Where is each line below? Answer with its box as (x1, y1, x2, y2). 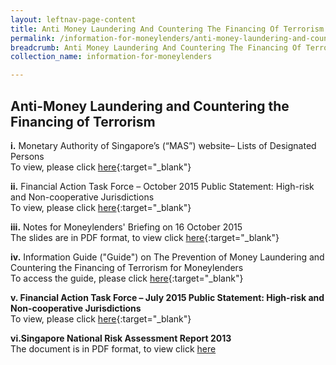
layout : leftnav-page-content (10, 14, 137, 25)
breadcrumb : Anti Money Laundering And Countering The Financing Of (10, 42, 302, 53)
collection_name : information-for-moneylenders (10, 52, 213, 62)
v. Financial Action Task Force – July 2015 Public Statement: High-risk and (10, 291, 325, 303)
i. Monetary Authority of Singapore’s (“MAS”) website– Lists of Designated (10, 139, 317, 151)
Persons (10, 150, 45, 162)
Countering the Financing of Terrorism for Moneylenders (10, 261, 244, 273)
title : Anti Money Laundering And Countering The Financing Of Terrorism (10, 24, 325, 34)
